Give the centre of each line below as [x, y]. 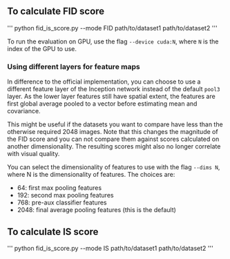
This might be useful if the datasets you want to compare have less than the [115, 124]
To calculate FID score [56, 11]
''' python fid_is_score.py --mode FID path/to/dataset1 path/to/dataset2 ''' [112, 28]
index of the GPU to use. [42, 48]
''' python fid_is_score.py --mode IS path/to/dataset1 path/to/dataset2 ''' [111, 248]
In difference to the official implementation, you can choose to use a [104, 81]
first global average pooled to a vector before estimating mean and [102, 104]
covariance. [24, 111]
